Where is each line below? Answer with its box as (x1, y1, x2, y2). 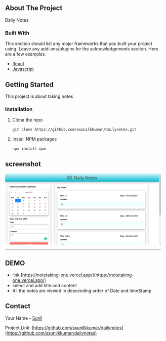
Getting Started (5, 80, 54, 88)
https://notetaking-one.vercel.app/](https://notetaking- (22, 272, 134, 278)
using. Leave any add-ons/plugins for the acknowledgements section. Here (5, 46, 159, 52)
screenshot (5, 160, 41, 169)
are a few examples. (5, 51, 46, 57)
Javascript (12, 66, 34, 72)
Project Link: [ (5, 325, 34, 331)
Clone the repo (12, 117, 43, 123)
